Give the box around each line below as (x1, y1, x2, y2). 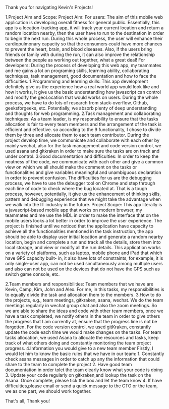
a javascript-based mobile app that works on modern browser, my (5, 207, 142, 213)
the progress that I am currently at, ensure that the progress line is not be (5, 319, 157, 324)
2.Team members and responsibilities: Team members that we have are (5, 281, 154, 287)
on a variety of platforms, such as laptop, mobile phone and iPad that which (5, 250, 162, 256)
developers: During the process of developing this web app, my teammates (5, 63, 161, 68)
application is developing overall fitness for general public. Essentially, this (5, 20, 160, 25)
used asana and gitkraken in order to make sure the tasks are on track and (5, 148, 160, 154)
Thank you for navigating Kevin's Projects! (5, 5, 93, 10)
